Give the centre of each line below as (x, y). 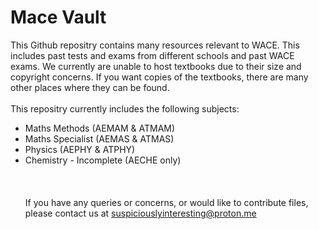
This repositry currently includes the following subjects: (125, 108)
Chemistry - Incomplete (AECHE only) (103, 160)
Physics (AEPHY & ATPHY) (80, 149)
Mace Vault (58, 17)
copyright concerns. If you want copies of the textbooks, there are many (159, 77)
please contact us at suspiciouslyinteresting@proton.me (140, 213)
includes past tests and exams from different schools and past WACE (152, 55)
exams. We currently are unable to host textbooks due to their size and (156, 66)
